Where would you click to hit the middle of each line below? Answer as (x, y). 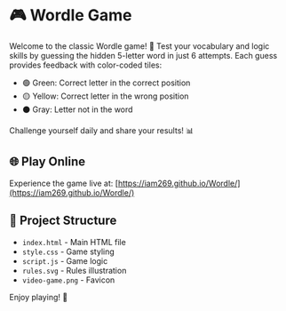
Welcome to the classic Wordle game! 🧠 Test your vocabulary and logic (139, 46)
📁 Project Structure (63, 221)
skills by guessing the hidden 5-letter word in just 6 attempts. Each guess (143, 55)
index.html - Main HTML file (74, 242)
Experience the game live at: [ (64, 183)
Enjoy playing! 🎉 (39, 297)
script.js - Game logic (65, 260)
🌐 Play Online (48, 162)
